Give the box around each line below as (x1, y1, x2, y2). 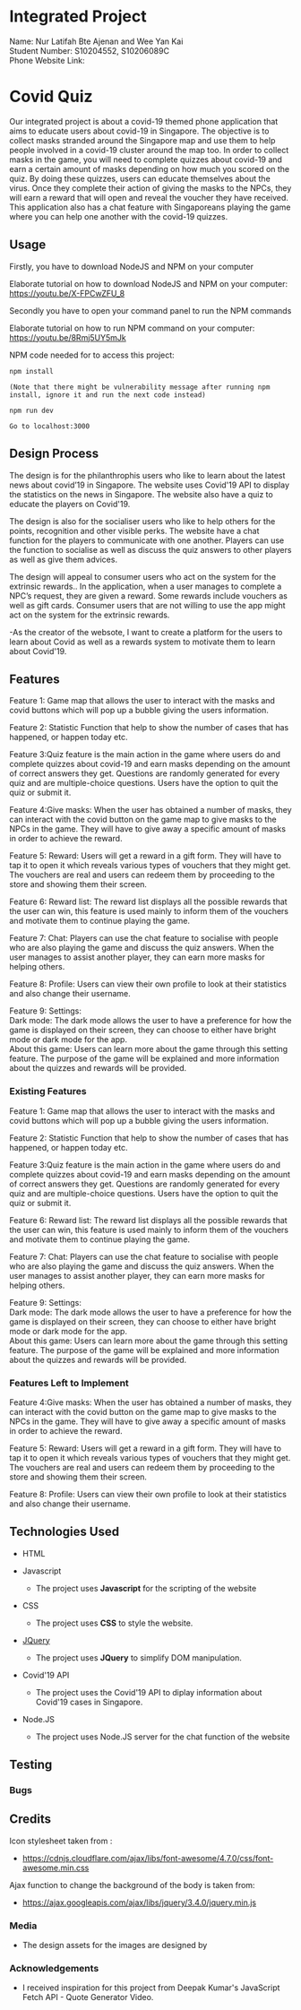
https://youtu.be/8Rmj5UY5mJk (9, 332, 127, 342)
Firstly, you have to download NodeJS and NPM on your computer (9, 261, 254, 272)
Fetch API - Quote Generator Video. (21, 1992, 154, 2003)
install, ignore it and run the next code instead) (9, 390, 206, 400)
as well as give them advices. (9, 554, 118, 565)
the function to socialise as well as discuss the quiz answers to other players (9, 544, 292, 555)
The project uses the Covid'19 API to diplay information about (35, 1687, 262, 1697)
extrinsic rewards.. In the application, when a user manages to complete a (9, 581, 282, 591)
